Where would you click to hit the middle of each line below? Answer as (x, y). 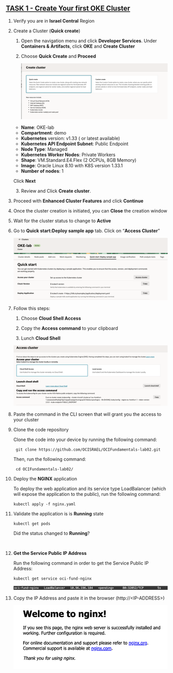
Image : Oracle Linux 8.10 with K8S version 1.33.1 (72, 165)
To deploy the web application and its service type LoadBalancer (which (90, 489)
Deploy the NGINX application (45, 479)
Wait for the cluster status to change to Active (62, 221)
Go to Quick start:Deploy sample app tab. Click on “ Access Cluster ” (86, 230)
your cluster (26, 420)
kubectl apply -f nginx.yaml (44, 504)
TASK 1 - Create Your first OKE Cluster (68, 8)
